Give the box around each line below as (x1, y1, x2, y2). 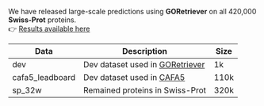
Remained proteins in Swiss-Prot (82, 85, 207, 96)
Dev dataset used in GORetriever (82, 59, 205, 70)
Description (122, 46, 168, 56)
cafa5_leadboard (12, 72, 76, 82)
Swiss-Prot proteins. (8, 15, 77, 25)
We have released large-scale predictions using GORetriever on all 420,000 (8, 7, 257, 16)
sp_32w (12, 85, 42, 96)
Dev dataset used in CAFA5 (82, 72, 186, 82)
